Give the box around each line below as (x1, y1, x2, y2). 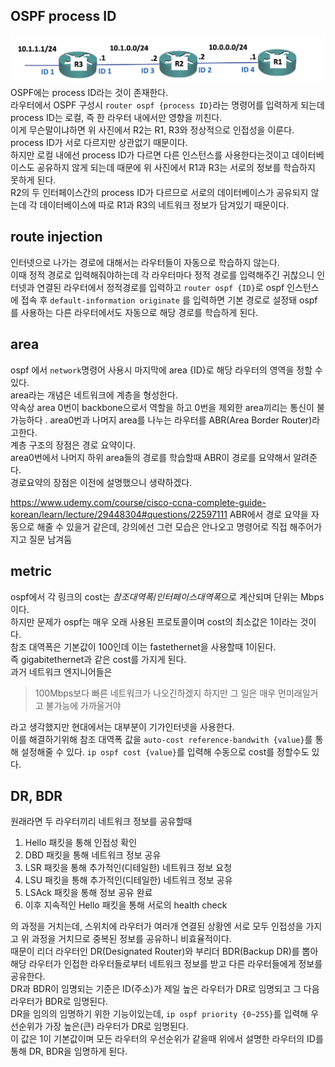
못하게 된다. (10, 174, 57, 186)
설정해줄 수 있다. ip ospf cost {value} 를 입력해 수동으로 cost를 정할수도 (20, 745, 310, 758)
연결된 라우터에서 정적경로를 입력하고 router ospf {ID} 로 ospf (36, 281, 285, 293)
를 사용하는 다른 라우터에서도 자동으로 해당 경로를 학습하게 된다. (10, 306, 259, 318)
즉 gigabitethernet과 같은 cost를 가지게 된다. (10, 653, 187, 665)
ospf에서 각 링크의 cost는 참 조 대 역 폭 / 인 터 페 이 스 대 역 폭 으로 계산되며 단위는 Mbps (10, 590, 325, 603)
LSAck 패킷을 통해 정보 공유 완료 (24, 887, 153, 899)
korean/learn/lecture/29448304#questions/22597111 (10, 508, 228, 520)
